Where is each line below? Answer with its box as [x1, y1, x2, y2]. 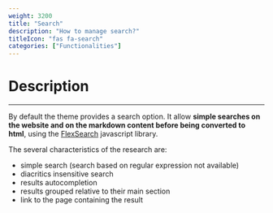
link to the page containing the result [19, 195, 144, 205]
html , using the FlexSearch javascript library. [8, 129, 158, 139]
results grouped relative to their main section [19, 186, 171, 196]
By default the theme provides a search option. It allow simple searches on [8, 111, 261, 122]
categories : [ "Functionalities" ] [8, 42, 122, 50]
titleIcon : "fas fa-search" [8, 34, 104, 43]
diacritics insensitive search [19, 169, 114, 179]
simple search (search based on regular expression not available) [19, 160, 240, 171]
